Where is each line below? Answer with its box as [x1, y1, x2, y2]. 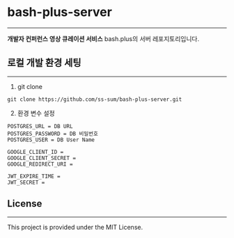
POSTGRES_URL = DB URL [7, 122, 73, 129]
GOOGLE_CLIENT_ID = [7, 148, 64, 155]
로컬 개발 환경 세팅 [7, 57, 81, 69]
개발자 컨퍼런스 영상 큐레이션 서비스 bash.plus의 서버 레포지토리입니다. [7, 34, 200, 42]
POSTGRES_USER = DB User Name [7, 136, 95, 143]
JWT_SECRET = [7, 179, 45, 186]
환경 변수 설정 [17, 109, 55, 117]
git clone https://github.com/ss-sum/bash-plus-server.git [7, 95, 182, 103]
